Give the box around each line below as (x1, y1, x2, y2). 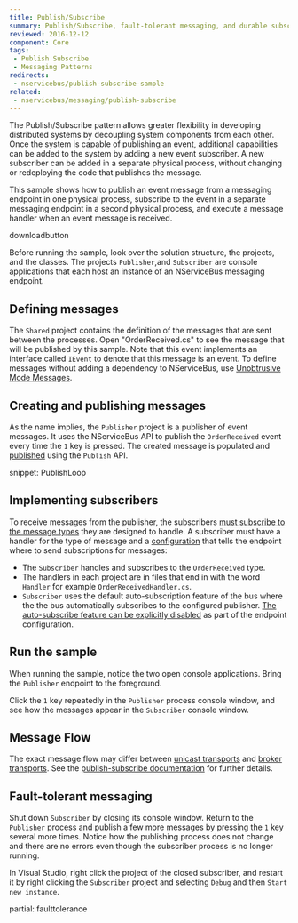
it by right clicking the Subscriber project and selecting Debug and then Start (9, 877, 288, 887)
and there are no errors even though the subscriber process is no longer (9, 841, 273, 852)
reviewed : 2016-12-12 (9, 29, 90, 38)
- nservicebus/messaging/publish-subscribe (12, 95, 176, 105)
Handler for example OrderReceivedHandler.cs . (21, 581, 192, 591)
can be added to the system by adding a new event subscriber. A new (9, 148, 264, 159)
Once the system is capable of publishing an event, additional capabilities (9, 139, 278, 149)
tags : (9, 46, 29, 55)
